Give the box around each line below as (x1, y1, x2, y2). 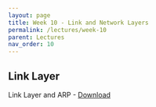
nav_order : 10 (8, 41, 55, 48)
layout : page (8, 11, 51, 20)
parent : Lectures (8, 33, 65, 41)
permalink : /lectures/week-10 (8, 26, 107, 34)
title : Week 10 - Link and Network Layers (8, 19, 149, 27)
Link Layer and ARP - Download (8, 90, 111, 99)
